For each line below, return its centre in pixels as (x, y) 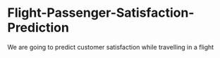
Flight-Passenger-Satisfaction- (101, 13)
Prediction (38, 28)
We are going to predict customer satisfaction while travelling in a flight (111, 47)
